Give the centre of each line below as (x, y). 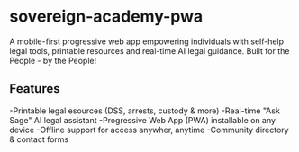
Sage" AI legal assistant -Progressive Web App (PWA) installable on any (143, 120)
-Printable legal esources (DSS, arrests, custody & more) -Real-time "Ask (145, 111)
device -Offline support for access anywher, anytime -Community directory (149, 130)
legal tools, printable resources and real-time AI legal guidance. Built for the (149, 50)
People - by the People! (53, 60)
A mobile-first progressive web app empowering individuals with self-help (147, 41)
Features (35, 89)
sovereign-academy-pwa (106, 17)
